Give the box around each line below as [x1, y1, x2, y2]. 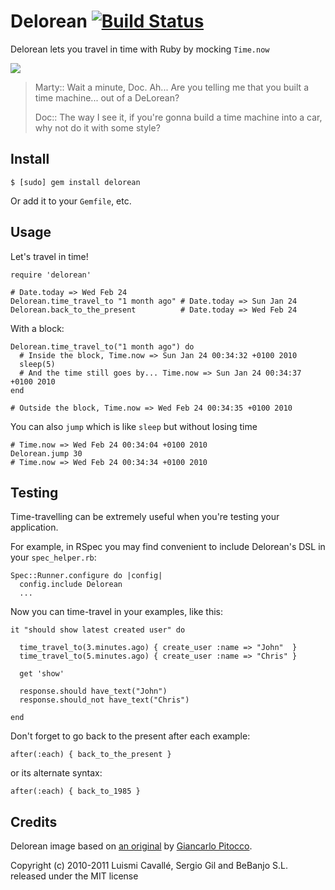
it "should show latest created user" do [10, 625, 186, 635]
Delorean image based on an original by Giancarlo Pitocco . [10, 840, 253, 852]
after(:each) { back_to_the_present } [10, 750, 172, 760]
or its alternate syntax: [10, 767, 103, 779]
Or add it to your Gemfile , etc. [10, 195, 132, 207]
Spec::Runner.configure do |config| [10, 571, 163, 581]
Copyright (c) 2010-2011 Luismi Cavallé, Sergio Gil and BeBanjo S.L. [10, 860, 288, 872]
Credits [10, 813, 58, 830]
